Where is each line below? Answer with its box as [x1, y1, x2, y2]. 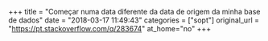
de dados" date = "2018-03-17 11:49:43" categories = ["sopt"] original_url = [8, 15, 260, 25]
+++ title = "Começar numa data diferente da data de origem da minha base [8, 7, 261, 16]
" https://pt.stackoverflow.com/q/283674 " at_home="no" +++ [8, 24, 212, 33]
